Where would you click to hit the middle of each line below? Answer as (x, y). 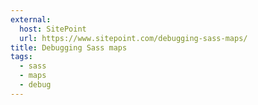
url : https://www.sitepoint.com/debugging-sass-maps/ (133, 38)
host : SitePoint (53, 29)
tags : (21, 57)
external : (31, 19)
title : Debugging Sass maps (69, 47)
